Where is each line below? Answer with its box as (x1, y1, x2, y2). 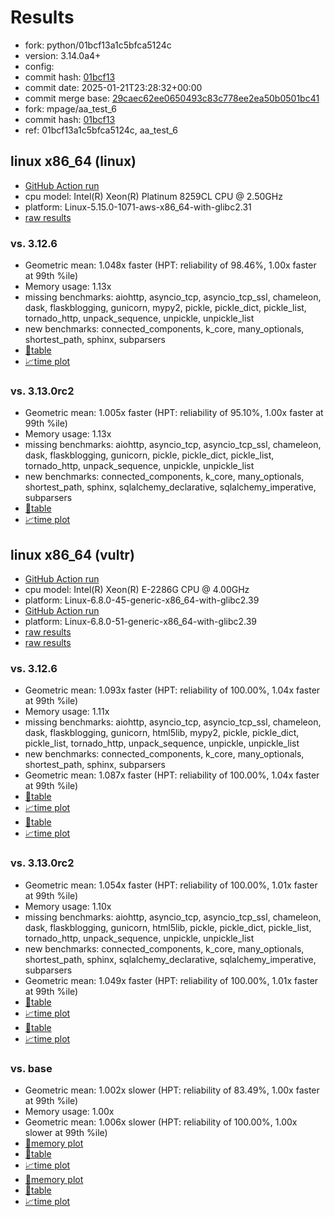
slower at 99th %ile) (24, 1127, 108, 1139)
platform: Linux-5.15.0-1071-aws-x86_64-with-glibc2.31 (24, 201, 252, 213)
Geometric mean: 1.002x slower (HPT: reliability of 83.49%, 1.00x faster (24, 1084, 320, 1096)
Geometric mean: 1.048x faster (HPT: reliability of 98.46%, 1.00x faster (24, 259, 317, 271)
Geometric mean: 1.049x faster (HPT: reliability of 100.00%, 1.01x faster (24, 974, 319, 986)
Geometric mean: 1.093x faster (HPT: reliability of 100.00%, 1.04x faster (24, 684, 321, 696)
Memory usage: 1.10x (24, 900, 112, 912)
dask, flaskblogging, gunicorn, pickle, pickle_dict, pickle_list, (24, 449, 275, 461)
